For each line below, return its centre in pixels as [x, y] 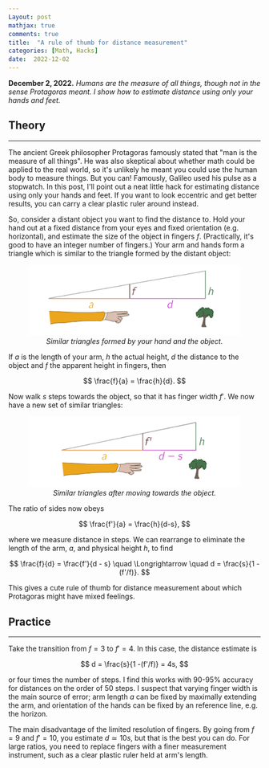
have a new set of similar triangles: [66, 405]
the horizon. [28, 714]
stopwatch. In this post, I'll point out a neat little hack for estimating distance [134, 186]
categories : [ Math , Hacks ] [53, 51]
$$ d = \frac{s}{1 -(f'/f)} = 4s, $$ [134, 664]
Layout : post [30, 17]
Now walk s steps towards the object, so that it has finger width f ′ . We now [131, 396]
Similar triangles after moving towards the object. [134, 493]
